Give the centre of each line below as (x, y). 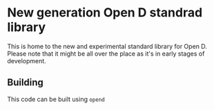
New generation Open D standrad (105, 13)
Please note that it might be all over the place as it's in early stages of (106, 54)
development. (27, 60)
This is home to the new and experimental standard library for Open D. (107, 46)
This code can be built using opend (56, 99)
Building (25, 83)
